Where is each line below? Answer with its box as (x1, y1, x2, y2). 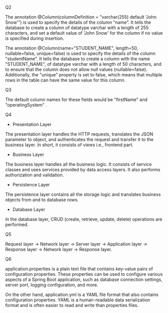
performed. (5, 222, 29, 228)
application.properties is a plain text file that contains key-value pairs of (5, 266, 153, 272)
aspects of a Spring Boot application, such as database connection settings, (5, 276, 163, 282)
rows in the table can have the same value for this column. (5, 77, 126, 83)
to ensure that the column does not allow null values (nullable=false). (5, 66, 148, 72)
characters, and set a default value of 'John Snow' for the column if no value (5, 30, 163, 36)
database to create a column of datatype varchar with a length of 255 (5, 25, 149, 31)
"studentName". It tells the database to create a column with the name (5, 56, 150, 62)
